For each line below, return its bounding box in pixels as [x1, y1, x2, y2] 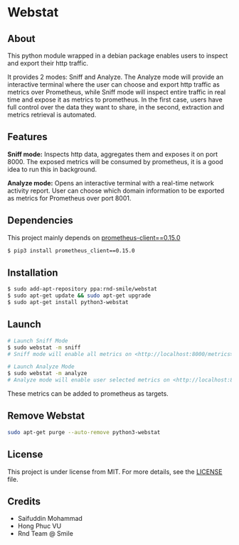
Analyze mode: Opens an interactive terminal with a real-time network [7, 178, 215, 187]
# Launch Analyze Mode [7, 363, 75, 370]
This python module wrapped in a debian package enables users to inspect [7, 51, 228, 60]
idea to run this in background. [7, 165, 97, 173]
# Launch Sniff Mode [7, 337, 69, 345]
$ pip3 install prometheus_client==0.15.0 [7, 247, 135, 254]
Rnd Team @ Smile [17, 529, 73, 538]
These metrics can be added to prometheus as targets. [7, 389, 169, 398]
